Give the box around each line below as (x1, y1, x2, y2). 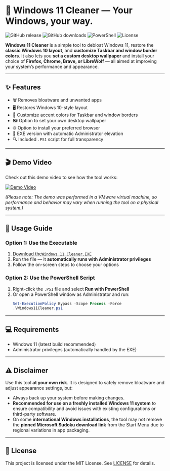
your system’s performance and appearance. (5, 63, 99, 70)
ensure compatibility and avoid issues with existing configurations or (12, 406, 156, 412)
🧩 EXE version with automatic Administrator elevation (12, 130, 123, 137)
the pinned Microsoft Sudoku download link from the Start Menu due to (12, 421, 164, 428)
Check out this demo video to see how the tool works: (5, 174, 118, 180)
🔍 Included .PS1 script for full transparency (12, 136, 104, 142)
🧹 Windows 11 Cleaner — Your (5, 5, 133, 16)
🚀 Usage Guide (5, 224, 53, 232)
